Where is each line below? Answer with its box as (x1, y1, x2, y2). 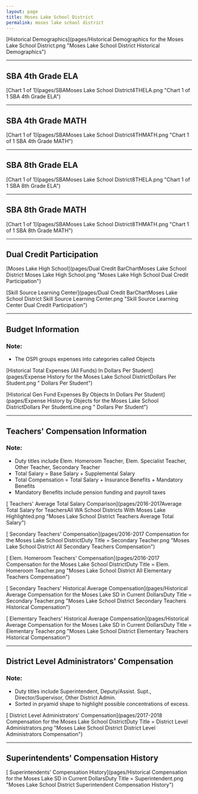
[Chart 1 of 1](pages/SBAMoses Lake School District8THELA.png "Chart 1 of (6, 175, 190, 183)
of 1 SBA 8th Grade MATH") (6, 227, 73, 234)
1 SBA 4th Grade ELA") (6, 93, 61, 100)
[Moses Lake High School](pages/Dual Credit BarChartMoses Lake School (6, 265, 187, 272)
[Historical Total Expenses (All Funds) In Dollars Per (6, 367, 131, 374)
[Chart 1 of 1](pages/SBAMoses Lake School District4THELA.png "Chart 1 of (6, 87, 190, 94)
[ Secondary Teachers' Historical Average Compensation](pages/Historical (6, 584, 188, 591)
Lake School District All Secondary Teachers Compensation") (6, 543, 155, 550)
